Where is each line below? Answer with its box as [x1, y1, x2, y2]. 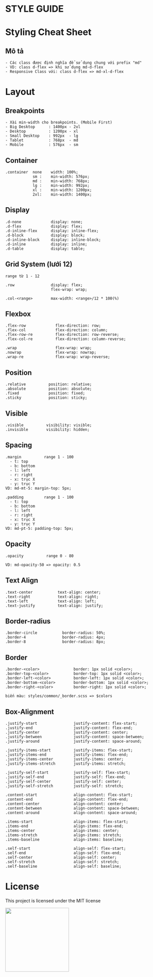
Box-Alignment [5, 707, 54, 716]
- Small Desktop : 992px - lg [5, 133, 79, 138]
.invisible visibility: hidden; [5, 427, 90, 432]
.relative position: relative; [5, 382, 93, 387]
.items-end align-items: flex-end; [5, 823, 124, 828]
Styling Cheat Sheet [5, 27, 91, 38]
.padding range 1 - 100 [5, 495, 74, 500]
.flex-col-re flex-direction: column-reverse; [5, 336, 126, 342]
